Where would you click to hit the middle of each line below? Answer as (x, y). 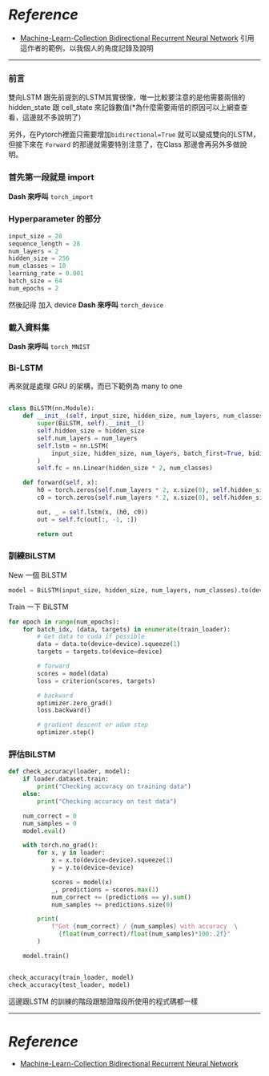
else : (32, 794)
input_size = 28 (35, 236)
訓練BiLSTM (32, 556)
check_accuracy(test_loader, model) (69, 985)
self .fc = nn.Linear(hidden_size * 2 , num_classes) (125, 468)
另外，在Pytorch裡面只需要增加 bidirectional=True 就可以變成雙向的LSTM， (134, 135)
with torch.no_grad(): (60, 845)
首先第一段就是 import (51, 177)
